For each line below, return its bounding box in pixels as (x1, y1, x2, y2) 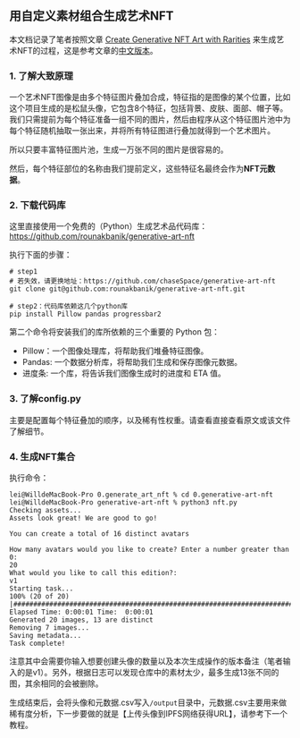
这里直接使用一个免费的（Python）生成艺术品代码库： (9, 221, 208, 232)
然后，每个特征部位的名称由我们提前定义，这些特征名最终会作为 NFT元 (9, 164, 268, 174)
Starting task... (9, 584, 74, 593)
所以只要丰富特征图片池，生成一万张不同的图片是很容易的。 (9, 144, 229, 155)
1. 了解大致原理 (9, 70, 74, 82)
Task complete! (9, 639, 66, 648)
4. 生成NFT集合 (9, 450, 76, 462)
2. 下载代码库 (9, 199, 66, 212)
